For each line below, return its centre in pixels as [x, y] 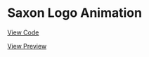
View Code [23, 32]
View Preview [27, 46]
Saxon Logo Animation [75, 13]
